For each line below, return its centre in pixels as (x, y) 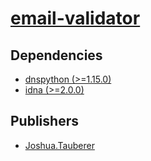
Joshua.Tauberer (59, 145)
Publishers (44, 121)
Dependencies (56, 55)
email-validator (75, 18)
